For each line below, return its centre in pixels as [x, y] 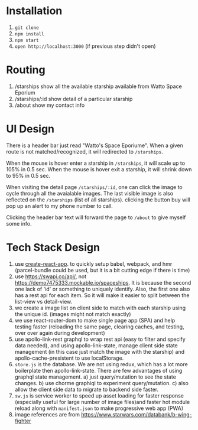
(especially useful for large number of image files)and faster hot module [102, 402]
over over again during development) [60, 333]
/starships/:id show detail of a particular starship [74, 99]
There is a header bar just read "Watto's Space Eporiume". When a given [95, 145]
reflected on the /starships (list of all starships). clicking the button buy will [98, 200]
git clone [27, 28]
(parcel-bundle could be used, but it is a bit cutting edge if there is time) [102, 270]
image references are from [47, 414]
